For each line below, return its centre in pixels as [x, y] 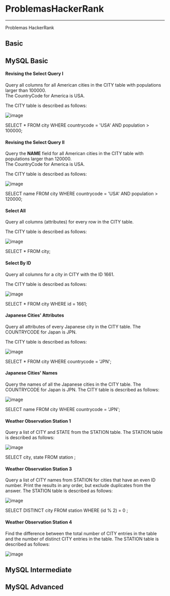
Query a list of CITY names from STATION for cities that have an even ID [80, 480]
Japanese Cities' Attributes [35, 315]
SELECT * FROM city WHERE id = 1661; [46, 304]
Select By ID [18, 263]
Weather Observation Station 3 [39, 469]
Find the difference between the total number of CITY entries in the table [81, 533]
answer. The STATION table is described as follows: [59, 491]
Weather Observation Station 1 [38, 421]
